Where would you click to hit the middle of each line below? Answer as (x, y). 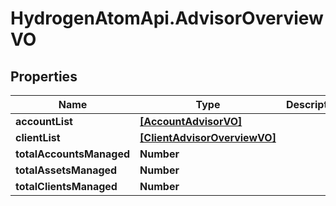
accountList (44, 121)
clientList (38, 137)
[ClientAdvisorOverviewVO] (208, 137)
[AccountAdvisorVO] (191, 121)
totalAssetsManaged (66, 170)
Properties (44, 76)
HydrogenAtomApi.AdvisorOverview (167, 18)
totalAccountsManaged (73, 154)
